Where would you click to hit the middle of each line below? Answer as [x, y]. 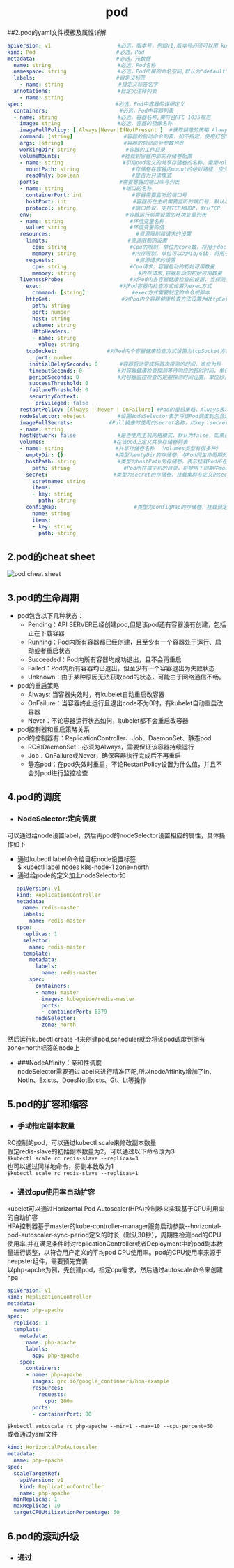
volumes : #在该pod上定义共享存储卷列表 [104, 442]
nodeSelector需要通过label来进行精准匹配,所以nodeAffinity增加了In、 [116, 1071]
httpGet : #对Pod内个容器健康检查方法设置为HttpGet [127, 299]
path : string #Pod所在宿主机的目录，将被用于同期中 [126, 468]
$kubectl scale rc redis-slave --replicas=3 [73, 1158]
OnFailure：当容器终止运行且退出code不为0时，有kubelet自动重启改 [125, 703]
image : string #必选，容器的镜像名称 [96, 124]
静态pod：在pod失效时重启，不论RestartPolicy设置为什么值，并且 [122, 764]
